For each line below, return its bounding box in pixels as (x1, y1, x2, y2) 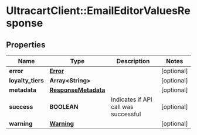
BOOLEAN (49, 103, 79, 110)
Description (116, 57, 150, 65)
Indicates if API (111, 95, 152, 103)
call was (111, 103, 134, 110)
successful (111, 110, 141, 118)
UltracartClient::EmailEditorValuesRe (6, 4, 191, 18)
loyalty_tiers (9, 77, 44, 84)
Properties (6, 40, 46, 50)
